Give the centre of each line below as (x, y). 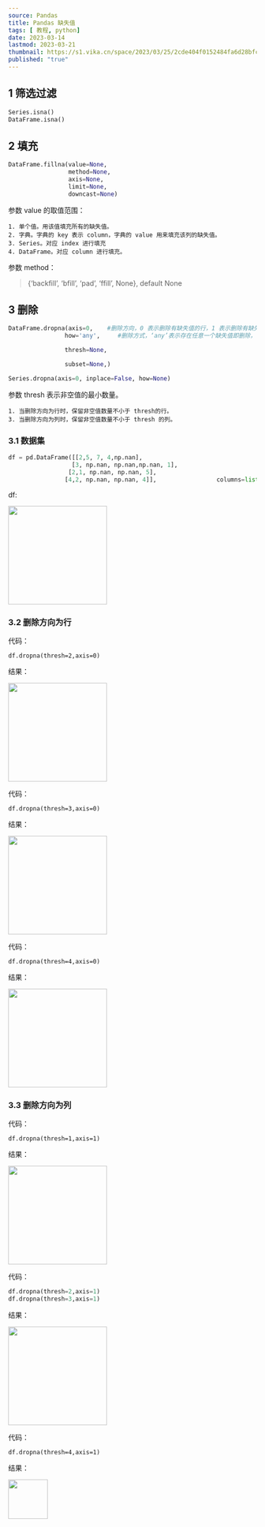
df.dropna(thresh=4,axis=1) (54, 1452)
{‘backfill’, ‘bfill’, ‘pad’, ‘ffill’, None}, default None (105, 283)
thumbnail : (26, 52)
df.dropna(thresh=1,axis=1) (54, 1139)
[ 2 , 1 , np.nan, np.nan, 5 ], (112, 472)
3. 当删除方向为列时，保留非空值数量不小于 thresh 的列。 (92, 419)
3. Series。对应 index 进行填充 (57, 243)
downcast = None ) (93, 194)
